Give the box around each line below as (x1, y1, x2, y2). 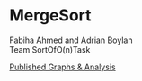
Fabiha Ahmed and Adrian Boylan (9, 35, 133, 45)
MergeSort (9, 5, 92, 26)
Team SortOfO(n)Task (9, 44, 91, 54)
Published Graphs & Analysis (9, 61, 116, 72)
